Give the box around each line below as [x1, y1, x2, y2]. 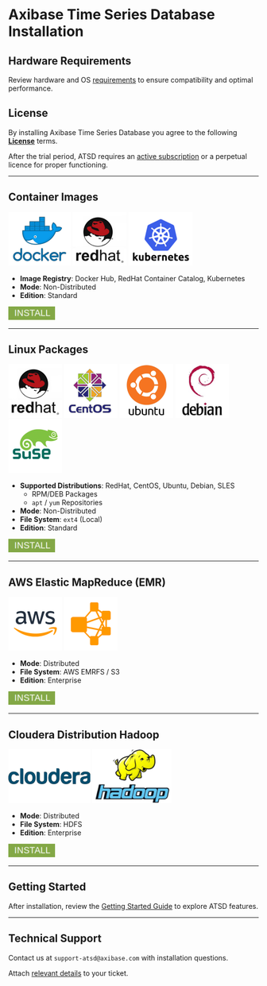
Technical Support [8, 932, 102, 945]
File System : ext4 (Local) [19, 515, 103, 524]
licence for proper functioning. [8, 160, 109, 169]
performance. [8, 83, 53, 93]
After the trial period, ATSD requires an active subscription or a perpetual [8, 151, 248, 160]
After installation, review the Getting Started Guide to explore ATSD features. [8, 901, 258, 911]
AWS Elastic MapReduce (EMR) [8, 575, 166, 589]
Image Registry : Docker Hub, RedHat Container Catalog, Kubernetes [19, 273, 246, 283]
